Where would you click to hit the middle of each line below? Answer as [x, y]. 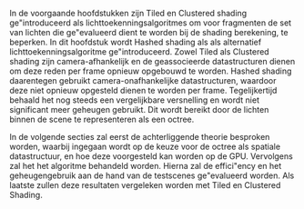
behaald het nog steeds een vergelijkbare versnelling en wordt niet [135, 100]
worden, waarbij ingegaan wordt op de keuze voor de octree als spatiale [145, 146]
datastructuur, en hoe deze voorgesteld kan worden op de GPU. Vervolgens [151, 156]
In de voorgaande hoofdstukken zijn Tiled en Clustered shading [128, 13]
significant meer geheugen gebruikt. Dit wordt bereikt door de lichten [139, 109]
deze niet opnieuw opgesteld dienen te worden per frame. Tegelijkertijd [143, 90]
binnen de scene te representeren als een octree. [102, 119]
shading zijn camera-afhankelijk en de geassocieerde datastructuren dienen [152, 61]
